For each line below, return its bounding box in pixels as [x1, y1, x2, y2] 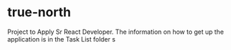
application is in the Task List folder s [7, 35, 115, 43]
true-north [7, 4, 72, 20]
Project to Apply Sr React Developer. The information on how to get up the [7, 27, 225, 36]
